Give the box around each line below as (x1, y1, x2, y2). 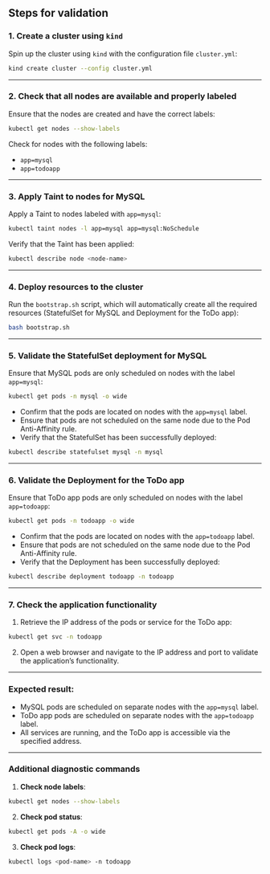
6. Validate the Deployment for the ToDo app (8, 474, 185, 485)
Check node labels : (19, 782, 86, 791)
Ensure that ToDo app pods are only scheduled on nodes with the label (8, 493, 243, 503)
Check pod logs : (19, 842, 76, 852)
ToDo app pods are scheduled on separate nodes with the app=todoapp (19, 710, 255, 720)
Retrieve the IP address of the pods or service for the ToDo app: (19, 618, 232, 627)
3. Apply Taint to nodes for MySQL (8, 190, 145, 202)
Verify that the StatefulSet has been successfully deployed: (19, 433, 217, 443)
